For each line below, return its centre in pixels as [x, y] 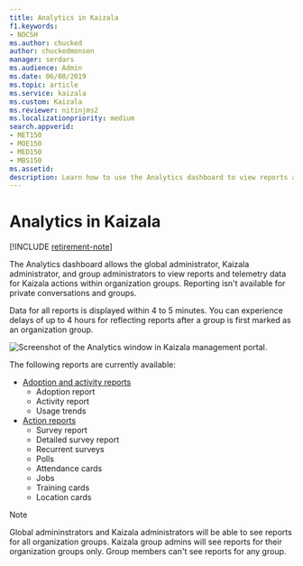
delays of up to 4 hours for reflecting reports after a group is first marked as [150, 320]
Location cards [64, 497]
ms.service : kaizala [48, 93]
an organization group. [51, 329]
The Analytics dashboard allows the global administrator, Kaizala [129, 264]
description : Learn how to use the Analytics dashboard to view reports [149, 177]
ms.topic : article [44, 85]
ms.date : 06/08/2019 [48, 77]
